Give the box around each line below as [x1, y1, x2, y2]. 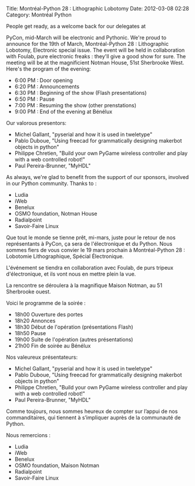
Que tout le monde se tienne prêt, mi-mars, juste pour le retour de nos [6, 234, 176, 241]
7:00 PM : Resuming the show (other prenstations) [14, 102, 137, 108]
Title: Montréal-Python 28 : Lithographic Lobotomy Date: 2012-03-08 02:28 [6, 5, 190, 12]
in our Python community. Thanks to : [6, 180, 97, 187]
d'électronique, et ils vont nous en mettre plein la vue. [6, 270, 136, 277]
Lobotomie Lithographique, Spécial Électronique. [6, 253, 125, 260]
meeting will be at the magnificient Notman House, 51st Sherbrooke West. [6, 59, 184, 66]
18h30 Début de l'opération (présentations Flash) [14, 323, 133, 330]
